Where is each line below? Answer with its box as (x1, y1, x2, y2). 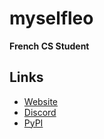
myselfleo (9, 7, 94, 30)
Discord (23, 106, 57, 118)
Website (23, 95, 59, 107)
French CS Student (9, 40, 90, 52)
